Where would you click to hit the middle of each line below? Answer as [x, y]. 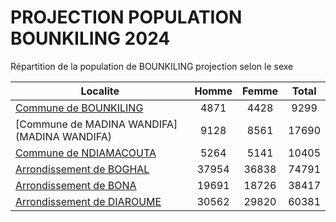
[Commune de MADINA [70, 124]
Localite [100, 91]
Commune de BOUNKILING [79, 108]
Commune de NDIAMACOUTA [86, 153]
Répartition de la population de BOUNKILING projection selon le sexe [152, 66]
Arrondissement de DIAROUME [88, 201]
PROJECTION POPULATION [126, 17]
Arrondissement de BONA [76, 185]
